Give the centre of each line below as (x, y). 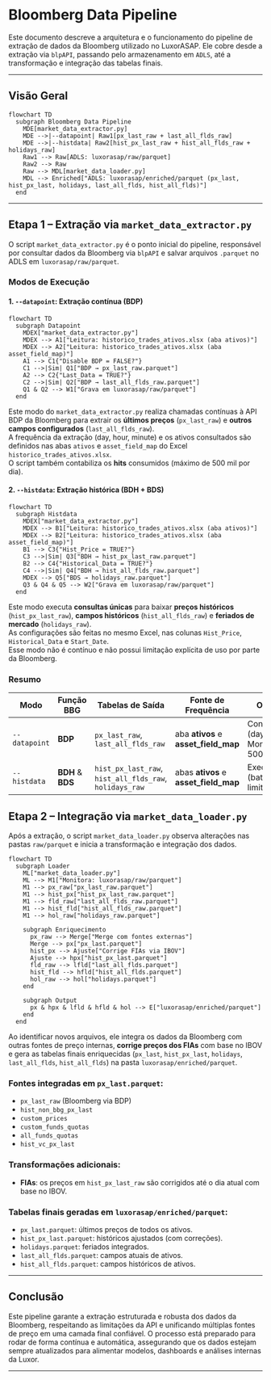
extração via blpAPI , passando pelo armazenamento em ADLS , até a (120, 54)
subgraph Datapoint (48, 326)
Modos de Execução (49, 282)
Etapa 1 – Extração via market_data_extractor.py (130, 225)
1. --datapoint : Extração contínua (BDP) (76, 301)
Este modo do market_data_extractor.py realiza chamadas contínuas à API (133, 411)
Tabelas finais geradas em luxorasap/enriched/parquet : (118, 1212)
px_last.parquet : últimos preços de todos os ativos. (106, 1229)
